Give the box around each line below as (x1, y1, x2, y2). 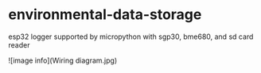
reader (8, 40, 30, 49)
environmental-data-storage (8, 6, 202, 24)
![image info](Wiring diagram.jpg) (8, 56, 118, 65)
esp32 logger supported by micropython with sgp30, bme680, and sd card (8, 32, 254, 41)
